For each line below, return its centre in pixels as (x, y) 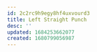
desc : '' (19, 26)
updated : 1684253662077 (41, 32)
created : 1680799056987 (41, 38)
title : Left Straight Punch (47, 20)
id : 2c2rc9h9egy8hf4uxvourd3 (48, 13)
